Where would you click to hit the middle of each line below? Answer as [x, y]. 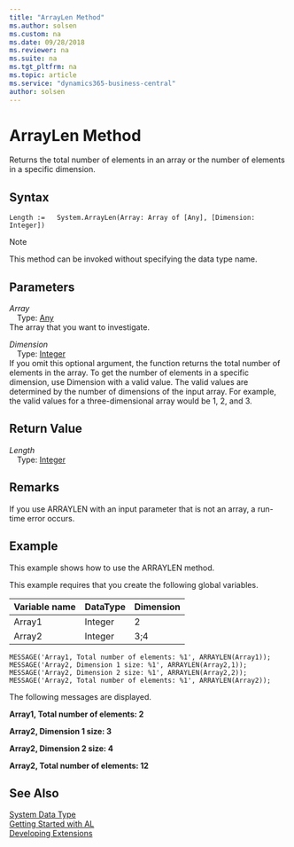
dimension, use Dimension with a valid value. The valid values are [129, 382]
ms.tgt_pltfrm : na [43, 67]
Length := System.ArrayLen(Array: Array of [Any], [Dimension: [132, 218]
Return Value [46, 429]
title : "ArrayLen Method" [57, 17]
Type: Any [36, 318]
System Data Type [43, 815]
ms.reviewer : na [39, 51]
